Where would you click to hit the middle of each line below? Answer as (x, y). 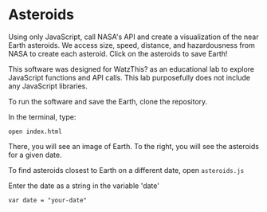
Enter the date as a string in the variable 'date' (84, 186)
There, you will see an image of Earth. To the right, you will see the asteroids (133, 146)
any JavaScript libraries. (48, 86)
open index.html (35, 132)
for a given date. (35, 155)
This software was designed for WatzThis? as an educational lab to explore (132, 69)
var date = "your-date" (48, 200)
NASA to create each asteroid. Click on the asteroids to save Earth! (118, 53)
